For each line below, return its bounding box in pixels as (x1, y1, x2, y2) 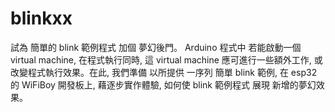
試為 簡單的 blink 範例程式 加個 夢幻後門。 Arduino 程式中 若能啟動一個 (10, 41, 302, 53)
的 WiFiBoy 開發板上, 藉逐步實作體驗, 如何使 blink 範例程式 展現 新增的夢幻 (10, 78, 317, 91)
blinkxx (10, 7, 73, 30)
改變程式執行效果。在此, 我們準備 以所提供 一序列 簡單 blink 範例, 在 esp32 (10, 66, 318, 78)
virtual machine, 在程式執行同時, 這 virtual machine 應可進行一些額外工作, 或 (10, 53, 323, 66)
